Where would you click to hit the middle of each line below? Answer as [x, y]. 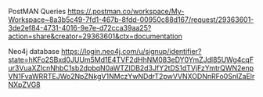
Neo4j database [34, 51]
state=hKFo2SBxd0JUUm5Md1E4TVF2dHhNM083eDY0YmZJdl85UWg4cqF [131, 59]
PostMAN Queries [37, 11]
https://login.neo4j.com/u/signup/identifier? [131, 51]
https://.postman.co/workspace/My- [126, 11]
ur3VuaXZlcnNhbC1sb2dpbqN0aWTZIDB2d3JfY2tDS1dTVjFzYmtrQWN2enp [131, 68]
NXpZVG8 [24, 84]
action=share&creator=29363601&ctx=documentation [95, 36]
